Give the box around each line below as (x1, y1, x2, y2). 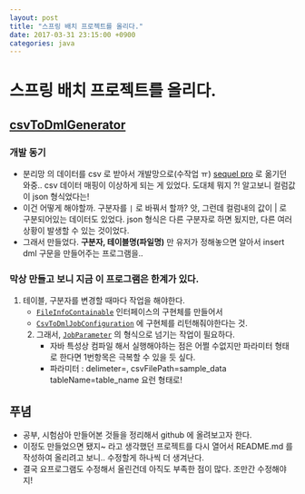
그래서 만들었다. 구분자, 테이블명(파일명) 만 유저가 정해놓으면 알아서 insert (22, 237, 285, 248)
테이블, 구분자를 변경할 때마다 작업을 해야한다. (22, 295, 186, 306)
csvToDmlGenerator (9, 117, 126, 133)
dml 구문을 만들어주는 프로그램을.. (22, 248, 143, 259)
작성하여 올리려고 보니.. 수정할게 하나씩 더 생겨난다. (22, 452, 204, 463)
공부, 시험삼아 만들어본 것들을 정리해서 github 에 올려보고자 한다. (22, 430, 252, 440)
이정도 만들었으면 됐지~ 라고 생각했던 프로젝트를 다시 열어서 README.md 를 (22, 441, 293, 452)
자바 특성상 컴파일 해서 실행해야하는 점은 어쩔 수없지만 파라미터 (49, 341, 273, 351)
